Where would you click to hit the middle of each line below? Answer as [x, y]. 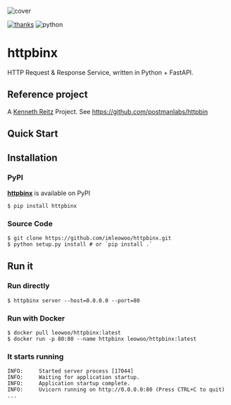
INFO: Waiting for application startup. [74, 378]
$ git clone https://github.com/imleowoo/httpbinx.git [89, 238]
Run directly [29, 286]
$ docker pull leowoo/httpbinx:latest [64, 333]
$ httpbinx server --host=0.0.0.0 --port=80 [74, 300]
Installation [32, 157]
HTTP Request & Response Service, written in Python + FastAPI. [100, 72]
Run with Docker [36, 318]
